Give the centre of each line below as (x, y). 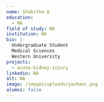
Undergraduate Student (40, 46)
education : (20, 17)
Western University (36, 56)
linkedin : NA (23, 73)
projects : (19, 62)
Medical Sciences (33, 51)
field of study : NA (31, 28)
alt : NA (16, 79)
